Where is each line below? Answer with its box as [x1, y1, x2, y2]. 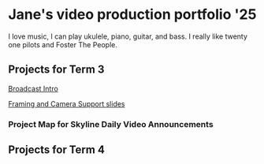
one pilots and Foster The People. [8, 39, 118, 49]
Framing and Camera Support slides [8, 99, 125, 108]
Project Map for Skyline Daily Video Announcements [8, 118, 214, 129]
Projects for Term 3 [8, 63, 105, 76]
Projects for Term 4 [8, 143, 105, 157]
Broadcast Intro [8, 84, 59, 93]
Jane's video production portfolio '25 [8, 6, 257, 24]
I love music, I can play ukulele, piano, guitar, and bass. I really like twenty [8, 32, 248, 41]
